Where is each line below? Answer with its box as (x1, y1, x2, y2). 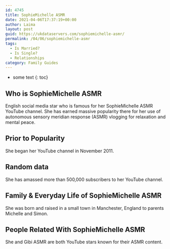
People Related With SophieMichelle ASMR (5, 225, 145, 234)
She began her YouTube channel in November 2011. (5, 148, 114, 154)
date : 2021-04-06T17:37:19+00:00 (5, 17, 77, 22)
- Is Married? (10, 46, 40, 51)
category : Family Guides (5, 60, 58, 65)
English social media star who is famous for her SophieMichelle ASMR (5, 103, 153, 109)
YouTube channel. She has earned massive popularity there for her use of (5, 109, 161, 115)
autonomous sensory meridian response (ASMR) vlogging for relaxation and (5, 114, 166, 120)
